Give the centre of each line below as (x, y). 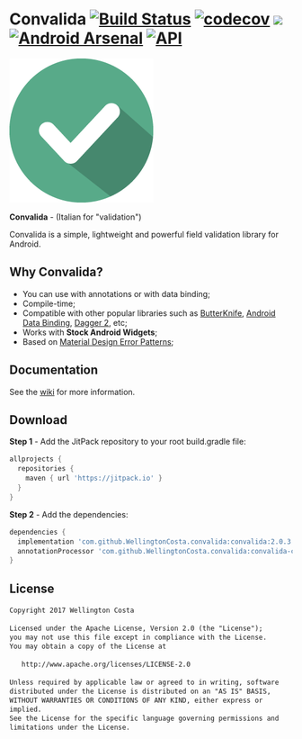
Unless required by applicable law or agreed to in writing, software (144, 683)
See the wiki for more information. (72, 392)
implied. (26, 710)
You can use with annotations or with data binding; (116, 293)
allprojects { (36, 459)
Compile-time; (49, 303)
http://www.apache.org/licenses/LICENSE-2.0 (106, 665)
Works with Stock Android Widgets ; (90, 332)
